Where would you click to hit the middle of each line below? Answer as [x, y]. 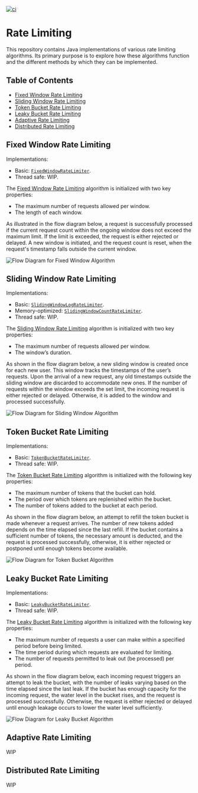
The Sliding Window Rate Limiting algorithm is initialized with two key [90, 329]
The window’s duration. [43, 352]
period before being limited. [48, 646]
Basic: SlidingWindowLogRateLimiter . [59, 305]
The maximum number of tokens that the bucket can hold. [85, 493]
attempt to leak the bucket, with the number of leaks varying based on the [96, 682]
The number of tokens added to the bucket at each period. [86, 506]
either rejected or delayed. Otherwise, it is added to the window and [89, 396]
